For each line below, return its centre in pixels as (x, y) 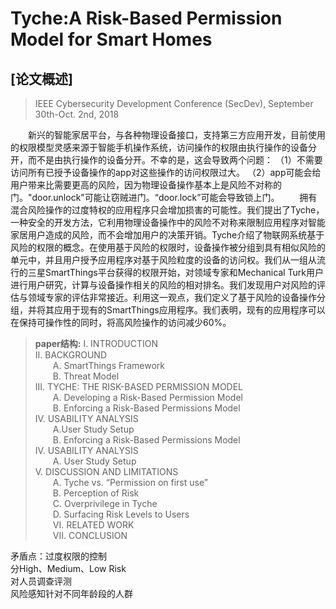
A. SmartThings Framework (108, 365)
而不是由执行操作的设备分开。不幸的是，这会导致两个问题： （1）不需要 (175, 160)
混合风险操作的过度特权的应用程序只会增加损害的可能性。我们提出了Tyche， (167, 210)
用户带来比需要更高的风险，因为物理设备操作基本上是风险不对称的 (146, 185)
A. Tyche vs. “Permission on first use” (130, 482)
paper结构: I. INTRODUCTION (96, 343)
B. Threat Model (86, 376)
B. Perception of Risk (96, 493)
